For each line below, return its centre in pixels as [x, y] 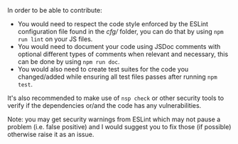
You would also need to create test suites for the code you [103, 69]
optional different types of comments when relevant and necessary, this [123, 54]
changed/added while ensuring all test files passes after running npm [118, 77]
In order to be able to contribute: [55, 10]
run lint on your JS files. [55, 39]
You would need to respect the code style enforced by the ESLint [113, 24]
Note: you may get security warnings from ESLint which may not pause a [114, 119]
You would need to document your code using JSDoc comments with [119, 46]
